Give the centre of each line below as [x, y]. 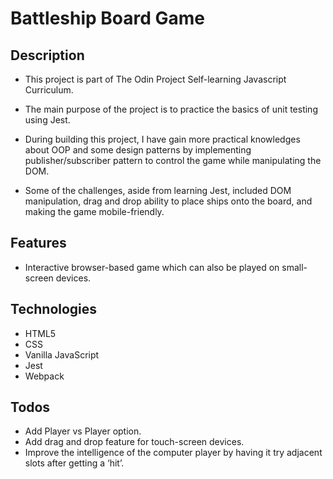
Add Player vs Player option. [83, 431]
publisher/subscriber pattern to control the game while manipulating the [173, 160]
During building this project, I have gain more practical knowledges [162, 139]
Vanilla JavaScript [62, 354]
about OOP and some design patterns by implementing [138, 150]
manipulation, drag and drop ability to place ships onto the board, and [168, 201]
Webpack [44, 376]
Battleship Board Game [108, 18]
